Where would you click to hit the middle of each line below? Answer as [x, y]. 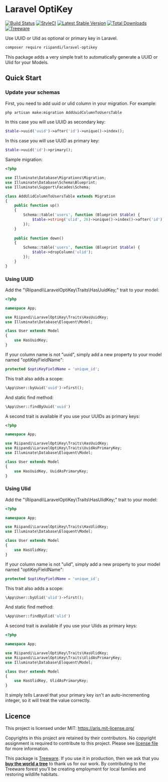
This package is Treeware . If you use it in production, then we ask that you [82, 758]
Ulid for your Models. [27, 62]
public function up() [37, 206]
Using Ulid [18, 489]
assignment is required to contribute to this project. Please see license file [82, 743]
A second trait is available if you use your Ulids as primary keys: [71, 626]
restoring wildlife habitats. [32, 774]
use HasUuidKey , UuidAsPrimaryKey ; [51, 471]
